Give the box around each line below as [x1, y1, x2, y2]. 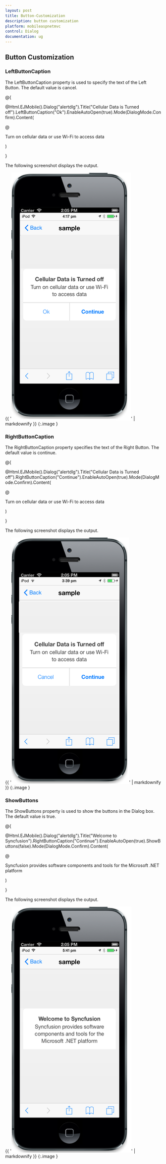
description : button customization [5, 18, 79, 23]
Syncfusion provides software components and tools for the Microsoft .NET [5, 862, 160, 868]
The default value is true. [5, 814, 56, 820]
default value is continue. [5, 450, 57, 455]
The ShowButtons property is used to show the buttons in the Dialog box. [5, 808, 155, 814]
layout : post [5, 8, 32, 13]
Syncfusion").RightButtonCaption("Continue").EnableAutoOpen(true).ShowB [5, 838, 161, 844]
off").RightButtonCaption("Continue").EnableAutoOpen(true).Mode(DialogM [5, 474, 160, 480]
